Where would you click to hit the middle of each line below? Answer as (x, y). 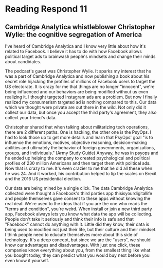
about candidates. (23, 62)
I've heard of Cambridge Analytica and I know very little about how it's (75, 46)
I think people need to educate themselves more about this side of (71, 235)
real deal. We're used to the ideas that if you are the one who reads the (76, 204)
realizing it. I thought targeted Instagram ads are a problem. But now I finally (81, 97)
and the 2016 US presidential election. (43, 179)
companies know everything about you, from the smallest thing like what (78, 250)
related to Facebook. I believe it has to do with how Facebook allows (73, 51)
